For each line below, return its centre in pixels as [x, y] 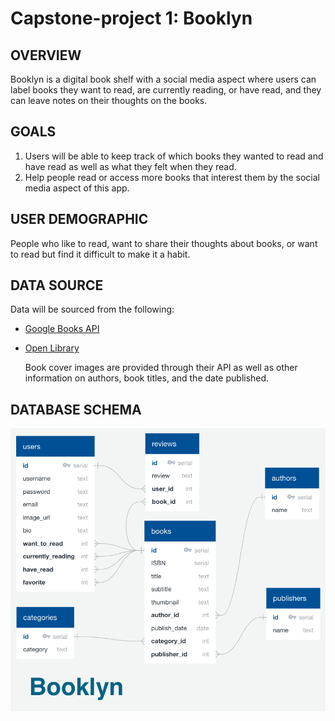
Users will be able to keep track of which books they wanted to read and [174, 156]
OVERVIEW [46, 55]
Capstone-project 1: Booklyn [131, 18]
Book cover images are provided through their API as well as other [161, 368]
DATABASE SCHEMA [76, 409]
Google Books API [62, 329]
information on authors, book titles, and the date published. [147, 378]
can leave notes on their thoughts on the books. [109, 100]
